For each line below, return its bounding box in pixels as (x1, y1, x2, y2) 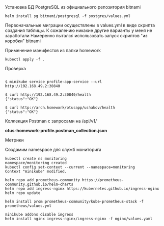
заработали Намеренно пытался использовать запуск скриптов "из (5, 33, 148, 38)
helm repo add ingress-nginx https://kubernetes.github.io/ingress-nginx (5, 186, 160, 191)
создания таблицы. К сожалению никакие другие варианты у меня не (5, 28, 152, 33)
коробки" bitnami (5, 38, 41, 44)
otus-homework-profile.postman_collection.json (5, 128, 107, 133)
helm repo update (5, 191, 41, 196)
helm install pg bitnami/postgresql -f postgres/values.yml (5, 14, 131, 19)
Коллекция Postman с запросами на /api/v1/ (5, 118, 97, 124)
